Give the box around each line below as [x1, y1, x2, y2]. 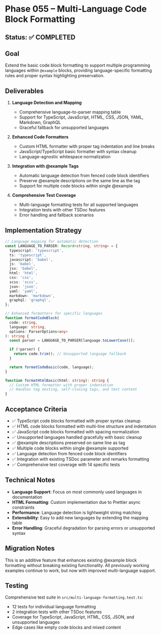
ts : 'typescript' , [9, 253, 47, 257]
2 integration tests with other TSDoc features [12, 609, 102, 615]
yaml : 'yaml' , [9, 289, 38, 293]
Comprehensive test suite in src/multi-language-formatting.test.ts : [5, 594, 144, 601]
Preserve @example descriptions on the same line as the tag [19, 178, 140, 184]
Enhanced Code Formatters [12, 134, 69, 140]
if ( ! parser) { [9, 347, 40, 352]
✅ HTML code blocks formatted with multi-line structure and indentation [12, 423, 156, 429]
